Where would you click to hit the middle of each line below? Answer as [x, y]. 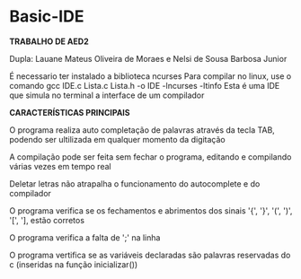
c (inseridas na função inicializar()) [74, 264]
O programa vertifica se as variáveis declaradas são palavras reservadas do [150, 255]
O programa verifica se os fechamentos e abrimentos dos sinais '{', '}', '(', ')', [151, 210]
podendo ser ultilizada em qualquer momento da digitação [118, 139]
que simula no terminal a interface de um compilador [107, 95]
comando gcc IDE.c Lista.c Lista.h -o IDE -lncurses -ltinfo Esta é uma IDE [145, 85]
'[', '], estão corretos [47, 220]
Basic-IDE [47, 17]
